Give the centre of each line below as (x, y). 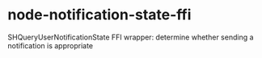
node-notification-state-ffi (99, 15)
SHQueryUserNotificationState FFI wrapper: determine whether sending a (131, 37)
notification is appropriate (51, 45)
